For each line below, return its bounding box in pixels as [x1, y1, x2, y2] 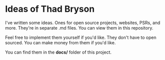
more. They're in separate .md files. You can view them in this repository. [5, 25, 154, 30]
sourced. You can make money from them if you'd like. [5, 39, 116, 45]
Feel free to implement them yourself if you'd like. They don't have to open [5, 34, 157, 40]
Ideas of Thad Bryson [5, 3, 95, 15]
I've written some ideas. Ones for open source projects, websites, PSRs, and [5, 20, 161, 26]
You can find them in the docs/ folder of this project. [5, 49, 112, 55]
